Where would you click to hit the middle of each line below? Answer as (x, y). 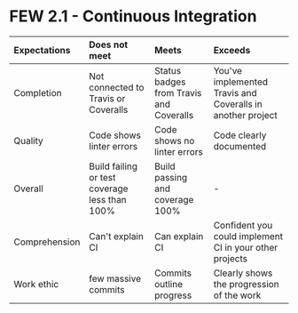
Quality (28, 140)
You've (227, 70)
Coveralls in (238, 104)
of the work (237, 295)
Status (168, 70)
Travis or (107, 98)
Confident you (243, 225)
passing (171, 177)
